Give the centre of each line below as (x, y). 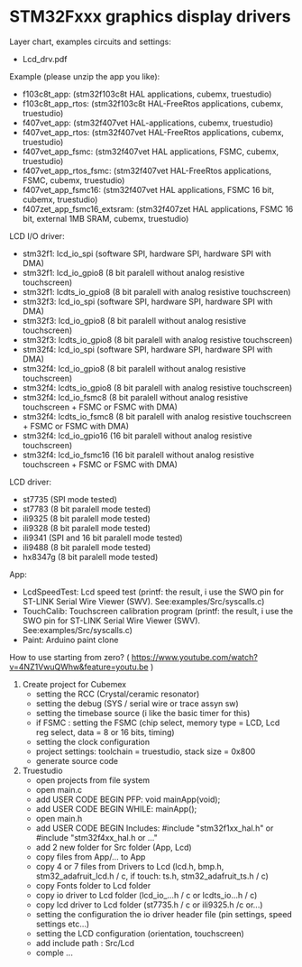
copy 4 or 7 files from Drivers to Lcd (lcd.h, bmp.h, (130, 866)
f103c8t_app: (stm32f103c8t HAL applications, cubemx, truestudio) (147, 94)
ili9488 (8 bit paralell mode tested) (87, 547)
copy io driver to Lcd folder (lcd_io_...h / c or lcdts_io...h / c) (146, 895)
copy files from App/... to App (91, 856)
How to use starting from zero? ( (69, 657)
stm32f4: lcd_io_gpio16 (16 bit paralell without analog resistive (137, 436)
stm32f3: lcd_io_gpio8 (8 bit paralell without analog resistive (134, 320)
